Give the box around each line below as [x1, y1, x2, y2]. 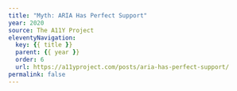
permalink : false [8, 70, 66, 78]
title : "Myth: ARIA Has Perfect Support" [8, 11, 148, 20]
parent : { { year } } [15, 48, 80, 56]
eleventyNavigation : [8, 33, 77, 42]
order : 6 [15, 56, 45, 64]
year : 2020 [8, 19, 45, 27]
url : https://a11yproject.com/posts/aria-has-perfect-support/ [15, 63, 229, 71]
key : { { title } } [15, 41, 73, 49]
